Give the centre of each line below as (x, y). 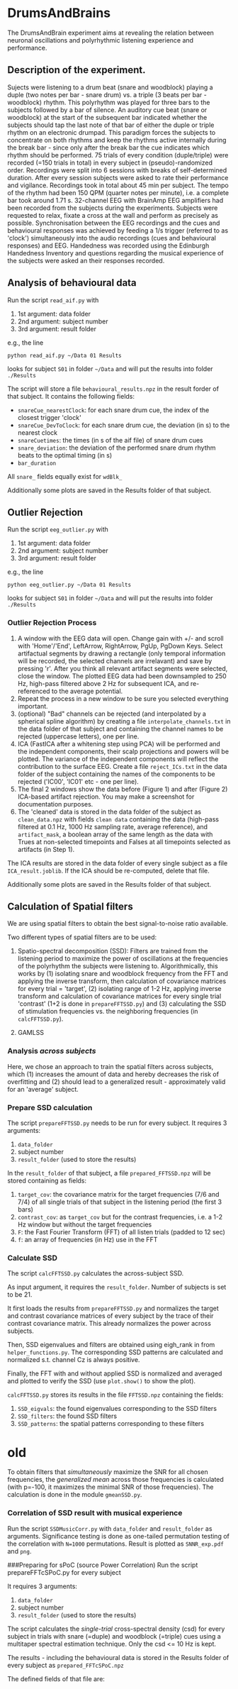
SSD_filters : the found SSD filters (67, 1416)
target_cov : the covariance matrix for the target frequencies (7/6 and (118, 1195)
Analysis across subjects (52, 1051)
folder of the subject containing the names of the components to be (117, 774)
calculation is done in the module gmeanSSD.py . (75, 1495)
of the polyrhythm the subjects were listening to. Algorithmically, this (118, 966)
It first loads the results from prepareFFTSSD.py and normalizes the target (113, 1308)
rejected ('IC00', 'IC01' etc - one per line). (78, 781)
